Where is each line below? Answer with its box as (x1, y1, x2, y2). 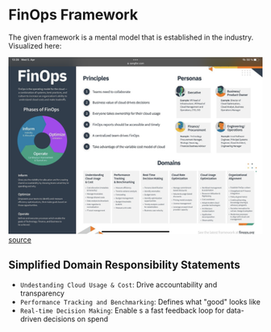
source (8, 234, 32, 244)
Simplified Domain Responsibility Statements (8, 258, 240, 272)
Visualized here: (8, 40, 62, 50)
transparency (19, 288, 65, 298)
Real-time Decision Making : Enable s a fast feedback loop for (19, 305, 225, 315)
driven (19, 313, 42, 324)
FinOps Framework (8, 6, 139, 24)
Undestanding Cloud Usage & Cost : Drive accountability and (19, 279, 218, 289)
